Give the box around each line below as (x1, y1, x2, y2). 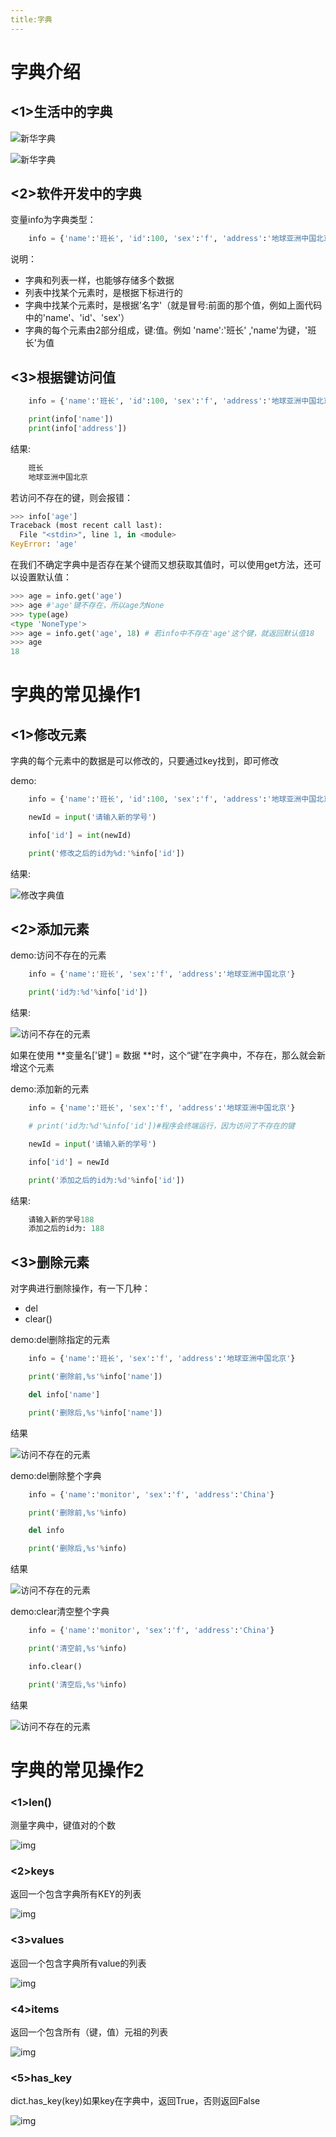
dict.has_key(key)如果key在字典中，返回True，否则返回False (10, 2095, 261, 2107)
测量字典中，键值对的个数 (10, 1819, 116, 1831)
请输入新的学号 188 (28, 1214, 95, 1225)
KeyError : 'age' (10, 539, 78, 550)
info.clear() (28, 1661, 83, 1671)
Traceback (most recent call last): (10, 521, 163, 531)
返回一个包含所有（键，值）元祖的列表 (10, 2026, 168, 2038)
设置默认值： (18, 571, 72, 583)
